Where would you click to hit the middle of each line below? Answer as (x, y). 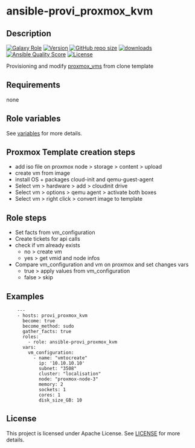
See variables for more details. (44, 133)
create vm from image (43, 173)
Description (29, 34)
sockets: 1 (52, 390)
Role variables (34, 119)
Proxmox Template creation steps (71, 152)
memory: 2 (51, 385)
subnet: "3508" (58, 369)
